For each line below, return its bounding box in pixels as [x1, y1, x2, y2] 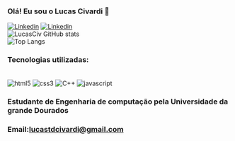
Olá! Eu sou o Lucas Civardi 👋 [7, 6, 110, 16]
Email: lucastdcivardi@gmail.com [7, 125, 124, 135]
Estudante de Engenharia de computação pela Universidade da [7, 97, 229, 106]
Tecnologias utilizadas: [7, 55, 89, 65]
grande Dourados [7, 106, 69, 116]
